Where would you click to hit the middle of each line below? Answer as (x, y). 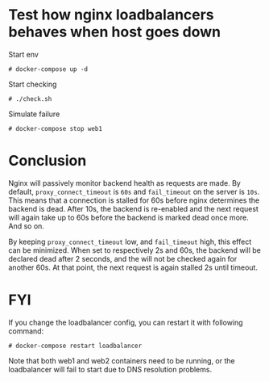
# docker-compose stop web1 (56, 128)
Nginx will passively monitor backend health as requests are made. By (125, 183)
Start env (23, 54)
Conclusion (48, 161)
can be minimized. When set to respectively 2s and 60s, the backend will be (135, 250)
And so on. (26, 226)
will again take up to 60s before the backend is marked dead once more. (129, 217)
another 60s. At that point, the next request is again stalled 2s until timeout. (133, 267)
